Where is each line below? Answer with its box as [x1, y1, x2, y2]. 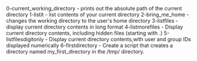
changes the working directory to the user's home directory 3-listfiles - [6, 17, 178, 24]
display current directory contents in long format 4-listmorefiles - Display [6, 23, 183, 30]
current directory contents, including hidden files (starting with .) [6, 30, 163, 37]
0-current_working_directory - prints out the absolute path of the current [6, 5, 182, 12]
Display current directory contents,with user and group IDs [49, 36, 191, 42]
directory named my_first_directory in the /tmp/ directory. [6, 48, 145, 55]
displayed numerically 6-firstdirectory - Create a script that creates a [6, 42, 173, 49]
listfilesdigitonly [6, 36, 44, 42]
